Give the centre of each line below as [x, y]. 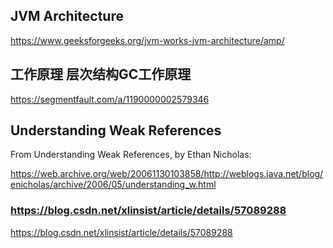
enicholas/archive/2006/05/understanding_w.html [113, 185]
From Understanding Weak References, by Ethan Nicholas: [131, 155]
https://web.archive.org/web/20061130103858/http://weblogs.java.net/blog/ [167, 174]
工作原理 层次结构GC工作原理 [101, 74]
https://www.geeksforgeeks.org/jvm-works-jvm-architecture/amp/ [147, 40]
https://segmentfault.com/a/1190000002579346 [110, 99]
